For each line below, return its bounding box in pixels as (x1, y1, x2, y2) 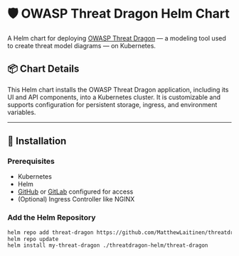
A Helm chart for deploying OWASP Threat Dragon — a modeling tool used (7, 33, 226, 43)
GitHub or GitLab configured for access (17, 187, 134, 196)
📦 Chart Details (7, 63, 80, 75)
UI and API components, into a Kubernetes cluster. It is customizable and (7, 93, 221, 101)
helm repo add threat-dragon (7, 228, 94, 236)
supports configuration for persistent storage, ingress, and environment (7, 100, 218, 108)
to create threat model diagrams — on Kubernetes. (7, 41, 156, 50)
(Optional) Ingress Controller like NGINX (17, 195, 135, 204)
